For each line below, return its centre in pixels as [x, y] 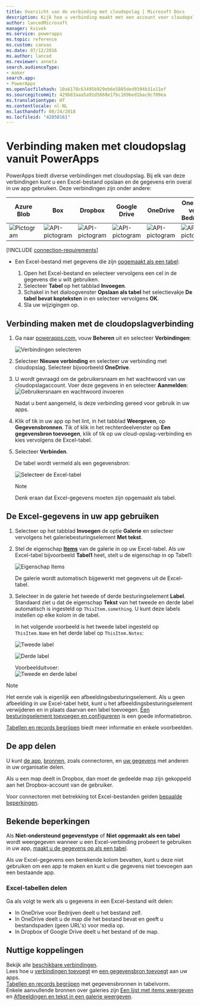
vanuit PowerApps [53, 159]
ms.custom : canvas [29, 45]
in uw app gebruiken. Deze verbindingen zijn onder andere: [79, 188]
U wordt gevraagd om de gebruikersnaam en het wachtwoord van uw [100, 379]
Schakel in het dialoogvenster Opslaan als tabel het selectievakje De [108, 292]
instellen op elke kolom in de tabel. [57, 615]
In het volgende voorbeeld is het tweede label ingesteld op [87, 626]
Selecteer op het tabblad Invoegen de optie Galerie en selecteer [94, 530]
